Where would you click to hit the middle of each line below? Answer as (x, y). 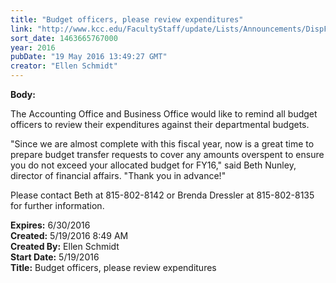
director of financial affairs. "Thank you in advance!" (118, 175)
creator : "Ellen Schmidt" (64, 66)
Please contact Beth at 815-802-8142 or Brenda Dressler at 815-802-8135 (162, 195)
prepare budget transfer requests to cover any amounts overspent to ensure (167, 154)
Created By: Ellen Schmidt (65, 246)
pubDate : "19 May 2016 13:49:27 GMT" (89, 57)
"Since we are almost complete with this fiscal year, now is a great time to (162, 144)
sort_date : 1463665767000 (64, 38)
